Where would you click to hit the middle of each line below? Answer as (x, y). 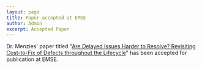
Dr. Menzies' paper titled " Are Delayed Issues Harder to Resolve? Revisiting (101, 46)
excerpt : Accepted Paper (38, 29)
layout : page (23, 12)
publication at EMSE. (32, 59)
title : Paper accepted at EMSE (46, 18)
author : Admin (24, 23)
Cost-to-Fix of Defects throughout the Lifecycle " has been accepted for (97, 53)
